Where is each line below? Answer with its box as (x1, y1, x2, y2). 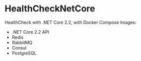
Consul (11, 45, 27, 51)
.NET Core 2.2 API (11, 29, 49, 35)
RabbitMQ (11, 39, 33, 45)
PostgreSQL (11, 50, 37, 56)
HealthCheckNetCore (4, 3, 95, 14)
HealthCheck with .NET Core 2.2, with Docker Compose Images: (4, 19, 137, 25)
